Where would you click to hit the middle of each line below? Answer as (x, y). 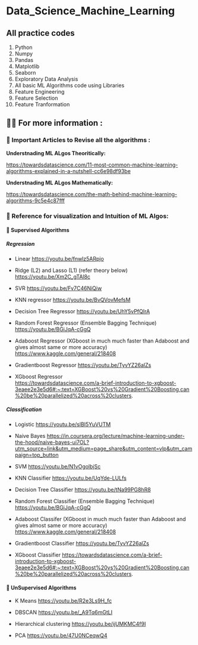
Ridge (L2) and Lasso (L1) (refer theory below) (71, 270)
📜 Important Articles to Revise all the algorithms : (78, 140)
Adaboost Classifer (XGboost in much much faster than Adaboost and (100, 519)
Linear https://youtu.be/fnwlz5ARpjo (59, 259)
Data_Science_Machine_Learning (91, 11)
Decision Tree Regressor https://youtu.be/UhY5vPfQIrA (82, 311)
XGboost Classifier (38, 555)
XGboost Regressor (39, 376)
